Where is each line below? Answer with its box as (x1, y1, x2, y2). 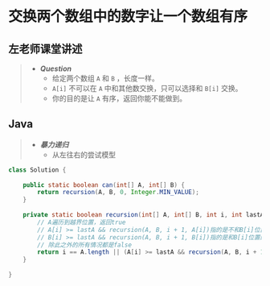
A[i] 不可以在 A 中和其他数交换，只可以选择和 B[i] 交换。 (51, 84, 243, 93)
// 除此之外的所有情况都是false (37, 241, 133, 249)
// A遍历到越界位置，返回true (37, 218, 126, 226)
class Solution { (8, 166, 67, 174)
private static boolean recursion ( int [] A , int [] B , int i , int (22, 211, 243, 219)
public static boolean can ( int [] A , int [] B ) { (22, 180, 185, 189)
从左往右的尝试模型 (51, 150, 117, 160)
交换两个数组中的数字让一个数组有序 (8, 7, 248, 26)
